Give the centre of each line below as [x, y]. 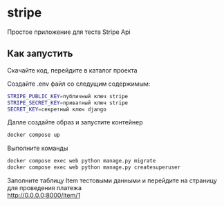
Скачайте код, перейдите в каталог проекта [72, 70]
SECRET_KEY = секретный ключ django [57, 109]
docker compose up [34, 135]
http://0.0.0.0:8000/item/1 [44, 195]
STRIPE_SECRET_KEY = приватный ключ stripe [68, 103]
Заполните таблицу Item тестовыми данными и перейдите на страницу [112, 180]
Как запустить [40, 54]
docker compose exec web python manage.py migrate [82, 161]
